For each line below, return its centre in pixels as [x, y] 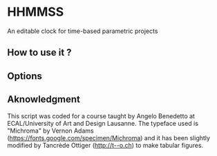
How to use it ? [39, 53]
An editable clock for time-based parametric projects [83, 31]
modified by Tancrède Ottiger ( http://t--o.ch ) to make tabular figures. [105, 145]
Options [25, 76]
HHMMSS [36, 12]
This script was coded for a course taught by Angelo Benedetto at [101, 116]
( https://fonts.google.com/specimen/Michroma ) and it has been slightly [109, 137]
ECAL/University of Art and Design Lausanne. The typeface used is [103, 123]
